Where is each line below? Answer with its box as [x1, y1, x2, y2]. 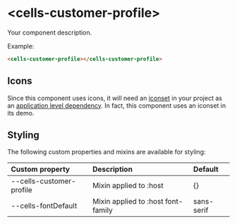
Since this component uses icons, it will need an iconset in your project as [7, 94, 222, 102]
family [92, 206, 113, 216]
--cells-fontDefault [11, 201, 78, 211]
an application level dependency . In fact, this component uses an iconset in [7, 101, 226, 110]
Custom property [11, 164, 71, 174]
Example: [7, 42, 35, 50]
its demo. [7, 108, 35, 117]
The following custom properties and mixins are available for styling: [7, 148, 206, 156]
